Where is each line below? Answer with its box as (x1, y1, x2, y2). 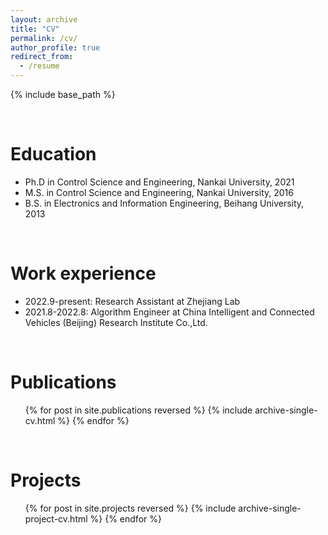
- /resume (19, 61, 60, 71)
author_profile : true (10, 42, 101, 53)
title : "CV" (10, 24, 60, 34)
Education (10, 143, 97, 166)
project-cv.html (24, 512, 88, 525)
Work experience (10, 262, 157, 285)
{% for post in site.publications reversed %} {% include (24, 404, 253, 416)
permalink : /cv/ (10, 33, 78, 43)
